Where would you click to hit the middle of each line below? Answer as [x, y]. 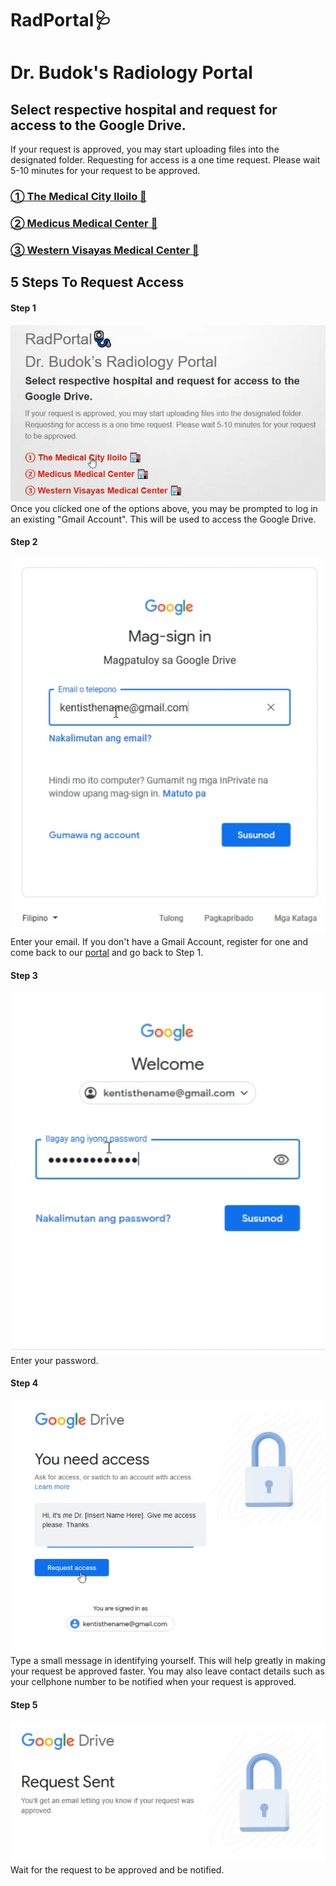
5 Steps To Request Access [97, 282]
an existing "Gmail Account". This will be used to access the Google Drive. [163, 519]
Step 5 [24, 1704]
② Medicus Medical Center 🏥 [84, 224]
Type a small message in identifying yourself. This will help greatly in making [168, 1661]
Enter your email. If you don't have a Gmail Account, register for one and [159, 941]
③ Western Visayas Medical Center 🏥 [105, 250]
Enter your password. [54, 1360]
